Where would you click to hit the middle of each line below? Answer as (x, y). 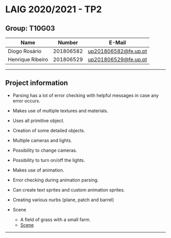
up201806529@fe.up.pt (118, 59)
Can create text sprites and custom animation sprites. (69, 189)
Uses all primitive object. (38, 121)
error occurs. (26, 101)
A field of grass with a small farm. (55, 219)
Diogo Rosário (25, 51)
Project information (37, 83)
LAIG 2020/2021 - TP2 (54, 9)
